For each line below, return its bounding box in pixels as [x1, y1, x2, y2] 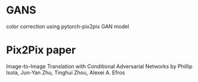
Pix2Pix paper [6, 43, 76, 57]
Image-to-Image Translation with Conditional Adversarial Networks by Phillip [6, 63, 193, 70]
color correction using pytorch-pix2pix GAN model [6, 23, 129, 30]
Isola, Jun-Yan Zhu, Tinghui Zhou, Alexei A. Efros [6, 69, 125, 76]
